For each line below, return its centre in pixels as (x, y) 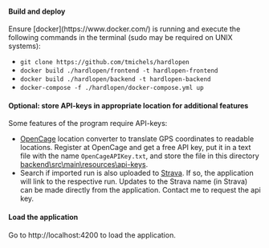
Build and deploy (37, 11)
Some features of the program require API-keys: (88, 124)
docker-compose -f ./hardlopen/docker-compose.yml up (112, 88)
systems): (25, 46)
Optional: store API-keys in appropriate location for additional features (128, 105)
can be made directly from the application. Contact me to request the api (140, 190)
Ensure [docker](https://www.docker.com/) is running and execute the (124, 29)
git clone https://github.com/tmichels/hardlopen (105, 63)
